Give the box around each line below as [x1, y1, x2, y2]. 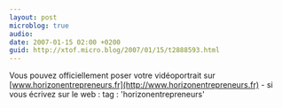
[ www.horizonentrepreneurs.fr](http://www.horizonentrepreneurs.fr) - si [9, 80, 273, 90]
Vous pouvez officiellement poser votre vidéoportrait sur [9, 70, 215, 81]
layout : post [9, 12, 58, 22]
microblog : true [9, 21, 69, 30]
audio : [9, 29, 34, 38]
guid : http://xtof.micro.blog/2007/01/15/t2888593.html [9, 46, 220, 55]
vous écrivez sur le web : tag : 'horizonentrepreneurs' [9, 89, 206, 100]
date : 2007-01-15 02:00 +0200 [9, 37, 121, 47]
